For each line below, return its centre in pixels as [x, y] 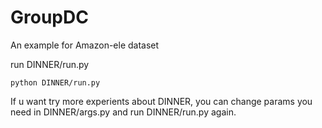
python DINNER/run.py [55, 82]
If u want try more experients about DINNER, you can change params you [161, 101]
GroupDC [49, 17]
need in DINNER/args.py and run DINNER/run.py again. [123, 112]
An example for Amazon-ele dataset [85, 45]
